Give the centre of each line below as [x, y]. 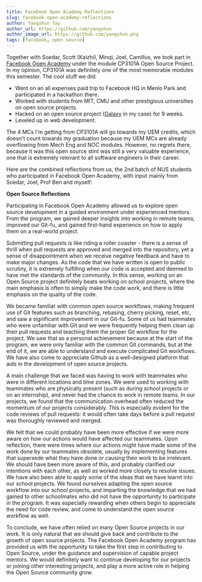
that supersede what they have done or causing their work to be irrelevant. [99, 458]
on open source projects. [46, 107]
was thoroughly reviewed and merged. [54, 420]
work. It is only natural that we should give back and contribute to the [92, 534]
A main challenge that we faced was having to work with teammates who [97, 376]
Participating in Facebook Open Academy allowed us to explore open [92, 205]
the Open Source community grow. [50, 572]
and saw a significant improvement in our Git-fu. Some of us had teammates [101, 319]
